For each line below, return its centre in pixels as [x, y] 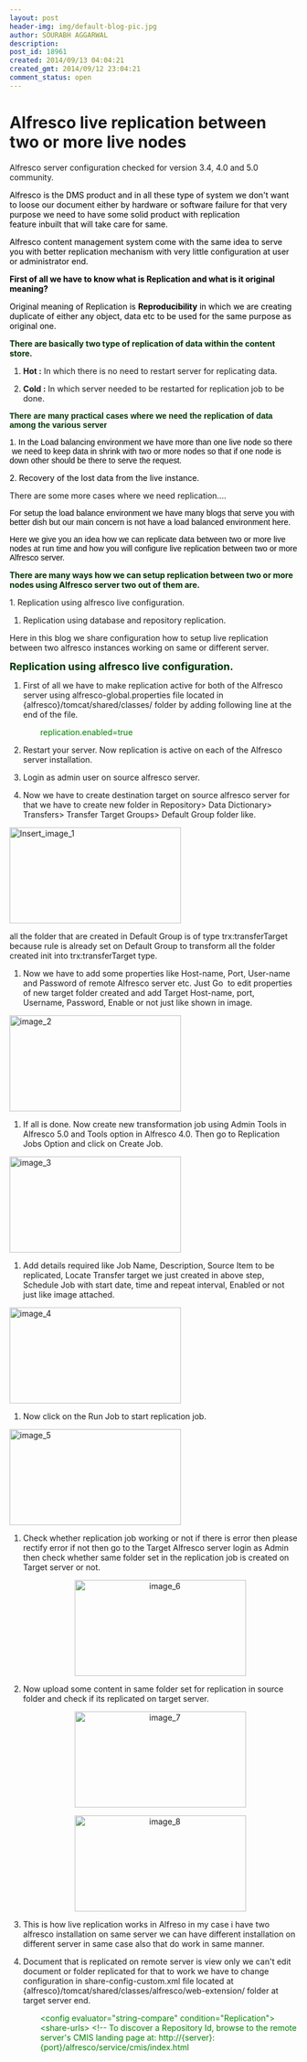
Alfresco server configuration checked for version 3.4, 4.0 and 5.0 [134, 167]
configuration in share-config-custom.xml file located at [128, 1981]
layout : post [34, 18]
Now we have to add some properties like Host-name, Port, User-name [156, 973]
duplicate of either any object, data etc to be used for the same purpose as [151, 315]
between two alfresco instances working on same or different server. [139, 647]
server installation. [58, 759]
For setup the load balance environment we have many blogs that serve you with [152, 513]
